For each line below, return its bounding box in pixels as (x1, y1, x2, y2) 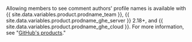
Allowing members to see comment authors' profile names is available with (6, 5, 187, 12)
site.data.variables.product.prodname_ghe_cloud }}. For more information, (6, 23, 184, 30)
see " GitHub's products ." (6, 29, 66, 36)
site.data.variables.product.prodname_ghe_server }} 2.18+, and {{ (6, 17, 163, 24)
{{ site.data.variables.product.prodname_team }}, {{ (6, 11, 130, 18)
